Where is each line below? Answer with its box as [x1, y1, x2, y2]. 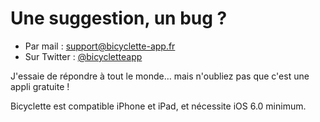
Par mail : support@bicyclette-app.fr [24, 40, 176, 52]
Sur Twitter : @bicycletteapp [24, 50, 143, 62]
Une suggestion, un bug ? [10, 7, 228, 30]
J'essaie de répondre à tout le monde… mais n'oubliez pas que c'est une [10, 70, 310, 82]
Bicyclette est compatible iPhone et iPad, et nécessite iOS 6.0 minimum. [10, 100, 307, 112]
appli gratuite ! [10, 80, 70, 92]
